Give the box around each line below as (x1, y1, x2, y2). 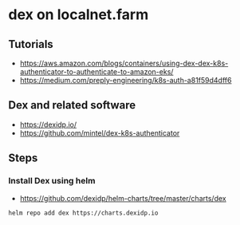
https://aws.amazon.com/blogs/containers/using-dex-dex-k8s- (19, 58, 229, 68)
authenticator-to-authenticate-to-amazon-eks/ (19, 67, 174, 77)
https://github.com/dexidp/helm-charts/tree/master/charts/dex (19, 193, 226, 203)
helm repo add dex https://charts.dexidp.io (8, 209, 159, 217)
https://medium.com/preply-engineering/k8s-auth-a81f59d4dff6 (19, 76, 232, 85)
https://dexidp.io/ (19, 120, 77, 129)
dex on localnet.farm (8, 6, 149, 24)
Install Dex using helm (8, 176, 96, 187)
